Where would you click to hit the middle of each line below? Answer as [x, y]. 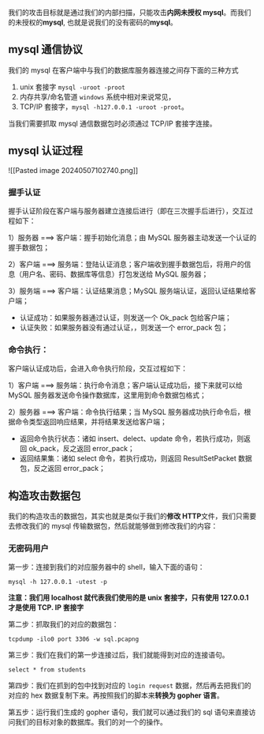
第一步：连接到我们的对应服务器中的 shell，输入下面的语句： [106, 567]
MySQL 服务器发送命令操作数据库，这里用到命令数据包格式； [108, 395]
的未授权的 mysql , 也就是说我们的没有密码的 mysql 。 [93, 22]
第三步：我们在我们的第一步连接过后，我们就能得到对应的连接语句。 [119, 655]
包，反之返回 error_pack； [63, 469]
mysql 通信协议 [46, 49]
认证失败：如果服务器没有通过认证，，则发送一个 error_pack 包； [124, 327]
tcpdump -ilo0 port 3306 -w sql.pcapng [74, 639]
